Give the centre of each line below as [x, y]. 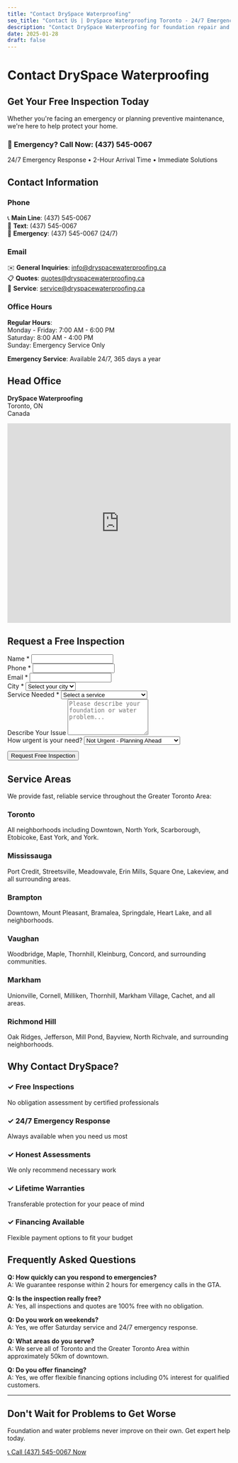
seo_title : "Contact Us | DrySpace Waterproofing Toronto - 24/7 [106, 21]
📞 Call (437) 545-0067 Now [47, 1452]
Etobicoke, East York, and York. [53, 837]
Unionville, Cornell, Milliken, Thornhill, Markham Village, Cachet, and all [111, 995]
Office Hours [30, 307]
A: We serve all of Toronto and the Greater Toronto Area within [98, 1348]
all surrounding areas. [39, 879]
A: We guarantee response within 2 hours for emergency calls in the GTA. [114, 1284]
